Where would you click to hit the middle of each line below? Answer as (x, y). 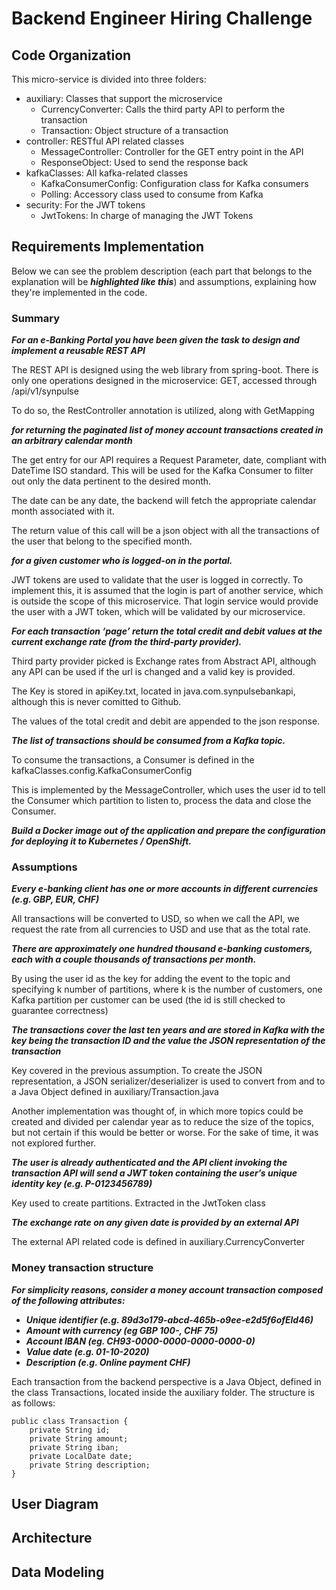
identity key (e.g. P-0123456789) (82, 1184)
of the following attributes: (68, 1300)
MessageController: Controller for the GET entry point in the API (172, 151)
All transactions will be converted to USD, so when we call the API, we (155, 919)
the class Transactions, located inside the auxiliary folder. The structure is (163, 1392)
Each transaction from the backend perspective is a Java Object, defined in (166, 1381)
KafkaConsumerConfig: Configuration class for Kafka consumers (174, 183)
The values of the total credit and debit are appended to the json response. (166, 721)
